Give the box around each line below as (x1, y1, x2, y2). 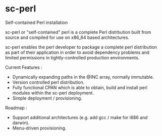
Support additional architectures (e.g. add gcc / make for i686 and (12, 114, 148, 120)
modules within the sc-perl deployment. (12, 90, 94, 96)
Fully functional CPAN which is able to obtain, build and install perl (12, 84, 148, 90)
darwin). (12, 120, 30, 126)
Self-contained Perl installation (5, 19, 68, 25)
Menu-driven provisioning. (12, 125, 67, 131)
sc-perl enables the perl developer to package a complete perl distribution (5, 44, 158, 50)
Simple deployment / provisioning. (12, 95, 83, 101)
